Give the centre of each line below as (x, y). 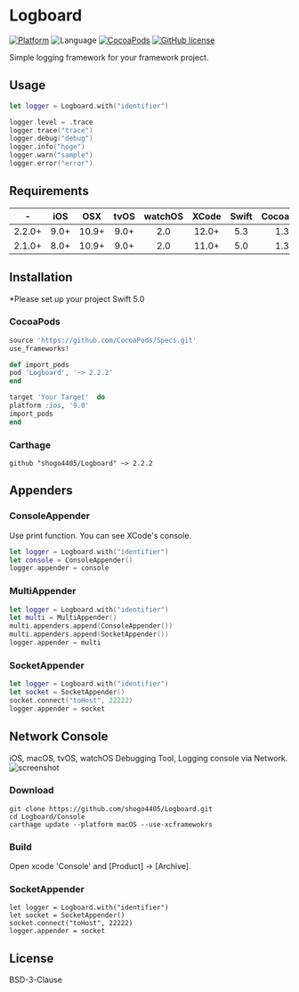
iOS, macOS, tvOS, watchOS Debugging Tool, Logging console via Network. (149, 758)
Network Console (59, 737)
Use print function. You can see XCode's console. (101, 535)
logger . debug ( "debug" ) (51, 139)
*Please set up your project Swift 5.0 (77, 298)
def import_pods (39, 365)
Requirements (49, 191)
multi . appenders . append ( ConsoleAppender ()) (91, 626)
